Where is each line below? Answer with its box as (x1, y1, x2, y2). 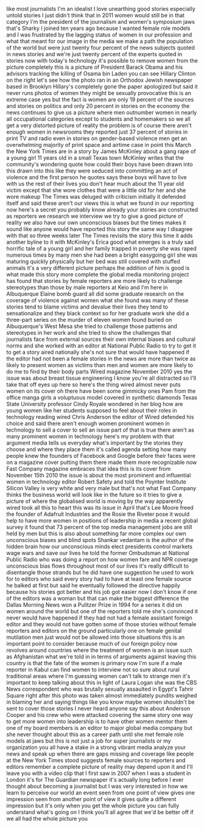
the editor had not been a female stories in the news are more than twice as (6, 355, 196, 362)
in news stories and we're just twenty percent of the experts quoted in (6, 51, 183, 57)
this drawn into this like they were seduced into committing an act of (6, 167, 178, 174)
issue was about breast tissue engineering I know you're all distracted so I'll (6, 374, 197, 382)
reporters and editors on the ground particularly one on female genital (6, 627, 182, 634)
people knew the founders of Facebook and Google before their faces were (6, 452, 196, 459)
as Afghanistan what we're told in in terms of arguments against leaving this (6, 653, 197, 660)
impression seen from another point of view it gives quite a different (6, 796, 177, 802)
